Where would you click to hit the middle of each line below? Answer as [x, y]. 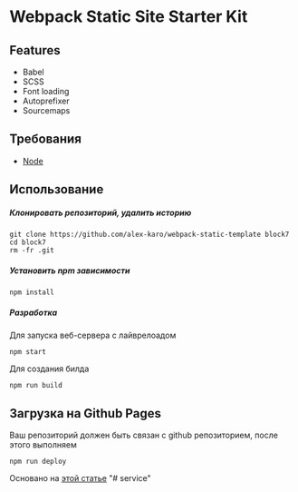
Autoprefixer [46, 101]
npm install [32, 292]
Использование [57, 189]
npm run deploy [38, 461]
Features [35, 50]
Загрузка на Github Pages [85, 413]
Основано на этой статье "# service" [80, 477]
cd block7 [28, 242]
